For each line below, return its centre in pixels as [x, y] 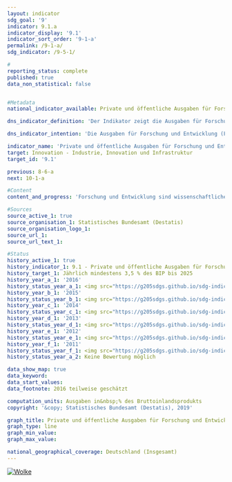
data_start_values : [35, 382]
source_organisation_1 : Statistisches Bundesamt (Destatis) [96, 222]
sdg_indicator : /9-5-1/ [41, 53]
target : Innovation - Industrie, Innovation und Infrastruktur [100, 153]
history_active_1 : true [41, 261]
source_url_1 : [28, 235]
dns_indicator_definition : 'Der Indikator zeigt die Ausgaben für [105, 122]
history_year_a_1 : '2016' [44, 280]
